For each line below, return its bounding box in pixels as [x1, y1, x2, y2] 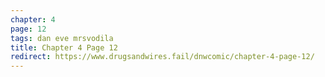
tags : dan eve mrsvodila [10, 33, 114, 43]
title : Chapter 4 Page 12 [10, 42, 118, 53]
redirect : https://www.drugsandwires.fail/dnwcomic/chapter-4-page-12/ [10, 52, 315, 62]
